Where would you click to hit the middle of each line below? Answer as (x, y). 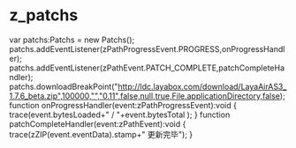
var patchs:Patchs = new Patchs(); (72, 40)
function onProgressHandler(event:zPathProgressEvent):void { (123, 105)
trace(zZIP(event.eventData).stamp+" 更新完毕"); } (101, 134)
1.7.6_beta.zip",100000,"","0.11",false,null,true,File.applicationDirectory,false (145, 96)
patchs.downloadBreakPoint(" (64, 86)
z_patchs (44, 15)
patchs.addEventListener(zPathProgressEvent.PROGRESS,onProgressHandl (147, 48)
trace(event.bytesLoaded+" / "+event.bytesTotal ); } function (120, 115)
